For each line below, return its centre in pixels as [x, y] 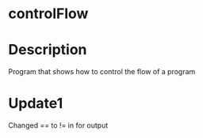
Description [48, 50]
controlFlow [48, 14]
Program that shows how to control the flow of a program [102, 72]
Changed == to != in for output [58, 125]
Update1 [36, 104]
